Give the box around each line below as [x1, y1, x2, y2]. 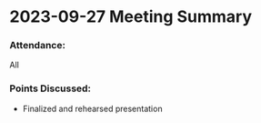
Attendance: [9, 39, 66, 52]
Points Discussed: [9, 82, 92, 95]
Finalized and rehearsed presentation [22, 103, 163, 114]
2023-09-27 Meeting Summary [9, 6, 253, 27]
